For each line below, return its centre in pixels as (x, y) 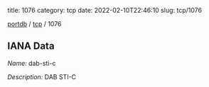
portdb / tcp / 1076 (34, 24)
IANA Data (31, 46)
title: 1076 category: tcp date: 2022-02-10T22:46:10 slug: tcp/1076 (105, 10)
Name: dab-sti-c (32, 63)
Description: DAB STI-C (42, 76)
